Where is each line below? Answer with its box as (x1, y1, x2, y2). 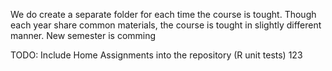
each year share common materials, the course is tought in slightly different (10, 19, 322, 31)
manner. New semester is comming (10, 30, 157, 41)
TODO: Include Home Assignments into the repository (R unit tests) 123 (10, 49, 303, 61)
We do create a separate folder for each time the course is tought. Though (10, 9, 317, 20)
